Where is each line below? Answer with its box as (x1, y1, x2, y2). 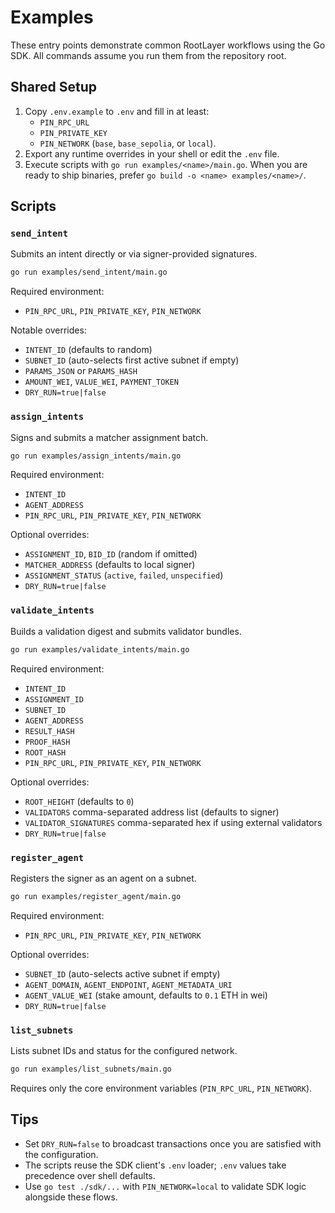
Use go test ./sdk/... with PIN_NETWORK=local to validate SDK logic (24, 1180, 307, 1192)
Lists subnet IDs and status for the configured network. (10, 1045, 238, 1057)
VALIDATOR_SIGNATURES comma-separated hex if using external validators (24, 816, 323, 828)
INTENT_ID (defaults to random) (24, 344, 153, 356)
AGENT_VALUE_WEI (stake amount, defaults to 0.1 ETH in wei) (24, 989, 268, 1001)
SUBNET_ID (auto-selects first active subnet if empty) (24, 354, 240, 366)
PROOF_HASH (24, 737, 71, 747)
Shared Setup (10, 79, 98, 96)
